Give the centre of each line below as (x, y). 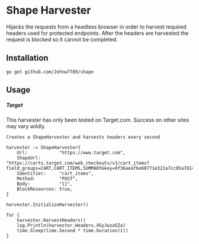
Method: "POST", (47, 179)
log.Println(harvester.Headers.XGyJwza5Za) (71, 226)
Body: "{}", (45, 184)
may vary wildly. (26, 126)
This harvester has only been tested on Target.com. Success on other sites (98, 120)
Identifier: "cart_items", (55, 174)
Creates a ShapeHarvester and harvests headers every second (83, 137)
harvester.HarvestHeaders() (51, 220)
